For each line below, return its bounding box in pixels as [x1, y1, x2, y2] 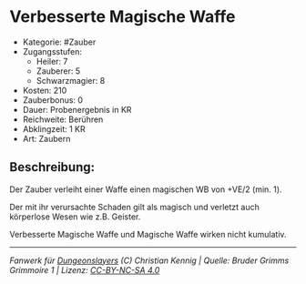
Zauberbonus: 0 [22, 94, 84, 106]
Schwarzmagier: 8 [36, 75, 106, 86]
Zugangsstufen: [22, 46, 83, 56]
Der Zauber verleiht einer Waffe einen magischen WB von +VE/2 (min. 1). [9, 184, 282, 195]
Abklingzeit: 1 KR [22, 123, 87, 134]
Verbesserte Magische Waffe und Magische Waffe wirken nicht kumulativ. [9, 228, 287, 239]
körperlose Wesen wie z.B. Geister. [9, 211, 141, 222]
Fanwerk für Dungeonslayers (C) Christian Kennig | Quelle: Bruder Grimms [9, 255, 290, 266]
